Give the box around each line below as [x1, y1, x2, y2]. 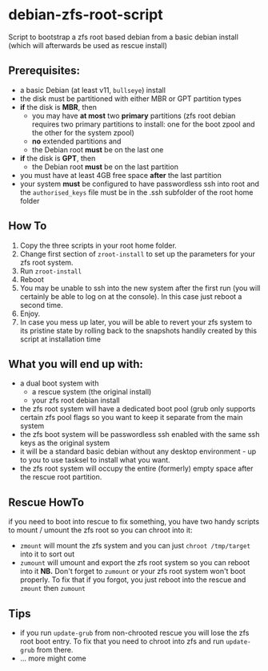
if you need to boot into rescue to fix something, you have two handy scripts [8, 517, 260, 527]
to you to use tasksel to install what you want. [19, 455, 170, 465]
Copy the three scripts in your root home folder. [19, 241, 178, 250]
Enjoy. [19, 309, 41, 318]
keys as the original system [19, 439, 110, 448]
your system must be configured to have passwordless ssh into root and [19, 179, 260, 188]
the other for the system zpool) [31, 127, 134, 137]
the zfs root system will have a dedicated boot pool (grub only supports [19, 404, 256, 414]
